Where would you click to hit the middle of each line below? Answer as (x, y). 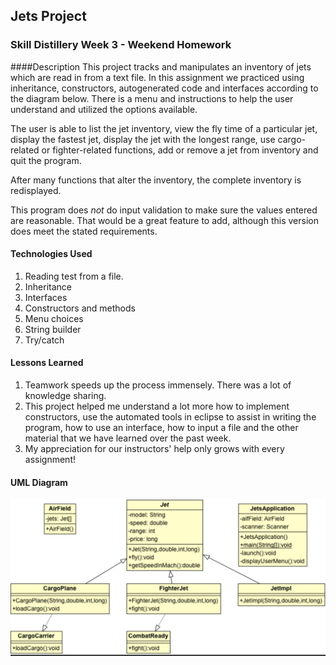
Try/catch (44, 340)
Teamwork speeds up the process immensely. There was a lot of (158, 385)
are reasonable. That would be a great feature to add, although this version (164, 220)
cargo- (292, 139)
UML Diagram (39, 482)
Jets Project (48, 16)
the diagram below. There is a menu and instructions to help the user (152, 98)
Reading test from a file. (74, 276)
